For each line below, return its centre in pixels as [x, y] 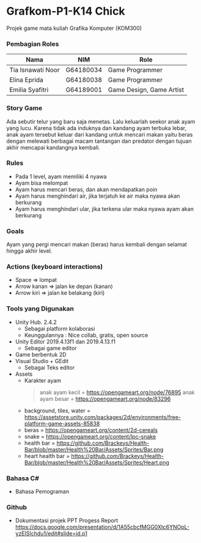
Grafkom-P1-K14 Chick [66, 11]
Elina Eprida [27, 80]
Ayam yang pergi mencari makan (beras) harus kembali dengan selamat [97, 245]
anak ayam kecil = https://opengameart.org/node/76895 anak [117, 392]
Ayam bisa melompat [42, 183]
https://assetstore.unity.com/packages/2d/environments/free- [103, 417]
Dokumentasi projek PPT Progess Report [67, 520]
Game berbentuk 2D [41, 354]
